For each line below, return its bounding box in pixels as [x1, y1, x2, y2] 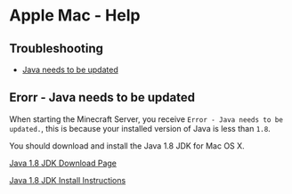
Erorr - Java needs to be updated [9, 90, 196, 105]
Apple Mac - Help [9, 5, 141, 26]
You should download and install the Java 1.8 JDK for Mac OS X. [9, 140, 245, 151]
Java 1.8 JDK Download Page [9, 158, 118, 168]
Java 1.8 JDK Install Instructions [9, 174, 126, 185]
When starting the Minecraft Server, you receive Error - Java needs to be [9, 113, 283, 125]
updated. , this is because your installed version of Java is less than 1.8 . [9, 123, 272, 133]
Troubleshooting [9, 41, 104, 56]
